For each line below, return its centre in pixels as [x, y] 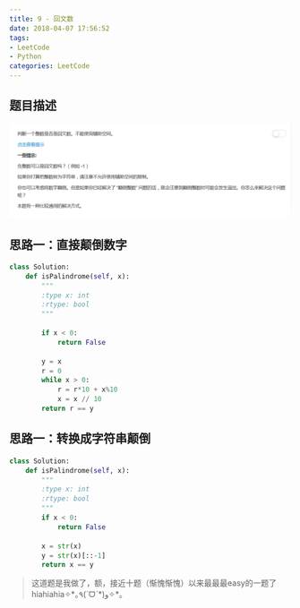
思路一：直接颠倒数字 [68, 245]
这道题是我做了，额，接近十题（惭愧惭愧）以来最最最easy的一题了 [154, 583]
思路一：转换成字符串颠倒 [80, 439]
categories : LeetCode [50, 66]
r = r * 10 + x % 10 [87, 390]
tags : [19, 38]
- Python [26, 57]
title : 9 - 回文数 [42, 19]
